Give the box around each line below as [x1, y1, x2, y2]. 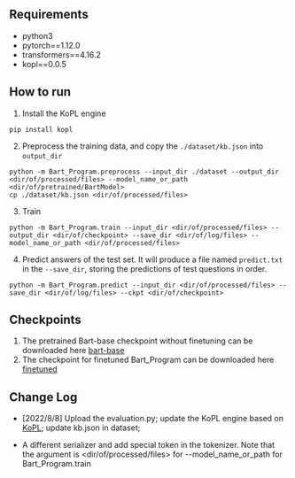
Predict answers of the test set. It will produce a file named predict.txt [21, 254, 283, 265]
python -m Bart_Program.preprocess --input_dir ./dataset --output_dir [9, 167, 279, 176]
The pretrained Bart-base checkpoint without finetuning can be [21, 335, 253, 346]
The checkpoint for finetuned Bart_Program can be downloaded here [21, 354, 275, 366]
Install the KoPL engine [21, 108, 106, 119]
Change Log [9, 389, 78, 405]
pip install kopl [9, 125, 74, 134]
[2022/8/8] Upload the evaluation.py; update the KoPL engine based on [21, 413, 284, 424]
